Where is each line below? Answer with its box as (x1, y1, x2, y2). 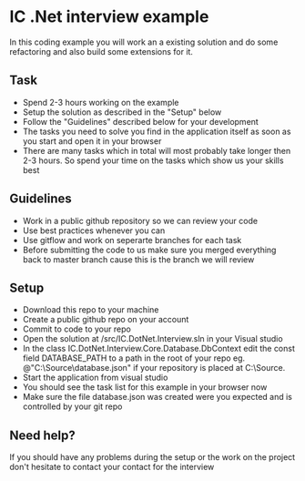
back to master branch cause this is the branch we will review (22, 253, 255, 265)
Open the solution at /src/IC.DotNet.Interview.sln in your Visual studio (22, 333, 284, 344)
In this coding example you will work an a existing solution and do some (9, 36, 279, 47)
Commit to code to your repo (22, 323, 132, 334)
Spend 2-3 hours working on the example (22, 97, 179, 107)
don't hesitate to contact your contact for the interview (9, 462, 215, 473)
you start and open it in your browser (22, 135, 162, 147)
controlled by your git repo (22, 401, 123, 412)
